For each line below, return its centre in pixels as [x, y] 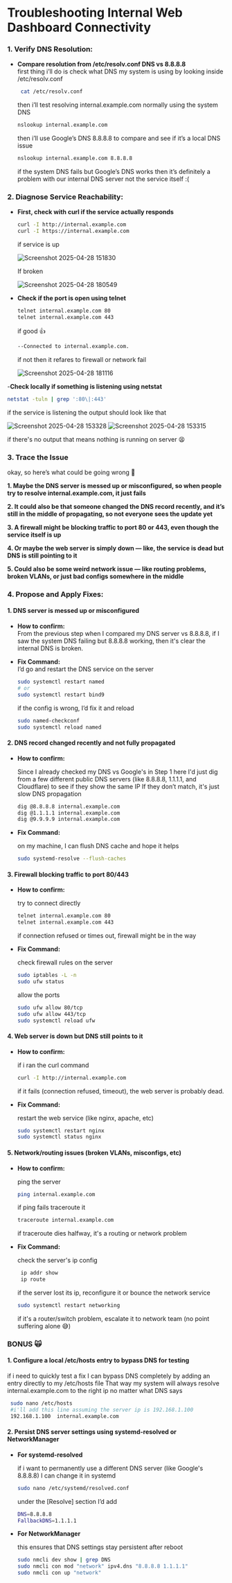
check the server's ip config [57, 1261]
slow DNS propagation [49, 794]
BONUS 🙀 [25, 1344]
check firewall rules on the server [65, 962]
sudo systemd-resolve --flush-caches [72, 859]
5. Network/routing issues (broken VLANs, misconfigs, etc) [95, 1152]
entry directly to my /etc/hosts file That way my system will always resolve [113, 1383]
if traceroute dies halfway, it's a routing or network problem [102, 1234]
